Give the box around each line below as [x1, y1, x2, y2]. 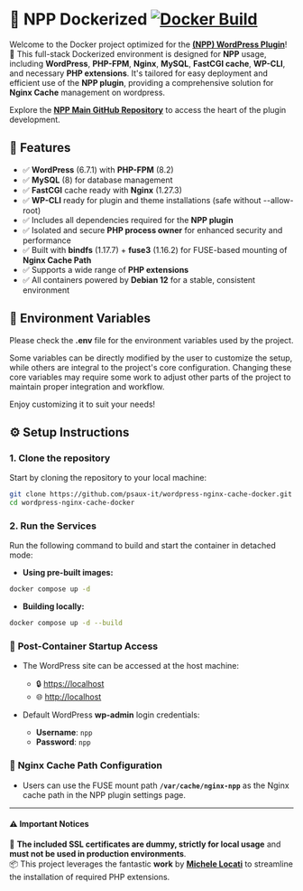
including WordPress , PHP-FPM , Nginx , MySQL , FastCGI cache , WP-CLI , [9, 58, 286, 69]
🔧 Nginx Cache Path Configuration [9, 759, 162, 772]
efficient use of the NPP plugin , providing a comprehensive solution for [9, 77, 274, 88]
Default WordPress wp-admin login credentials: [22, 709, 200, 720]
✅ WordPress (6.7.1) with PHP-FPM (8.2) [22, 164, 174, 175]
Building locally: [22, 601, 85, 612]
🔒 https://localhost [35, 679, 105, 689]
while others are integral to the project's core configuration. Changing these [9, 361, 291, 372]
